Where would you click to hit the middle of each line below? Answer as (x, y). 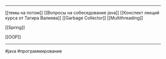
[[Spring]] (15, 27)
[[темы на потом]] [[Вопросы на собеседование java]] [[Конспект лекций (82, 13)
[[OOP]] (13, 37)
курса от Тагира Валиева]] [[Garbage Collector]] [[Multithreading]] (74, 18)
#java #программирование (34, 51)
